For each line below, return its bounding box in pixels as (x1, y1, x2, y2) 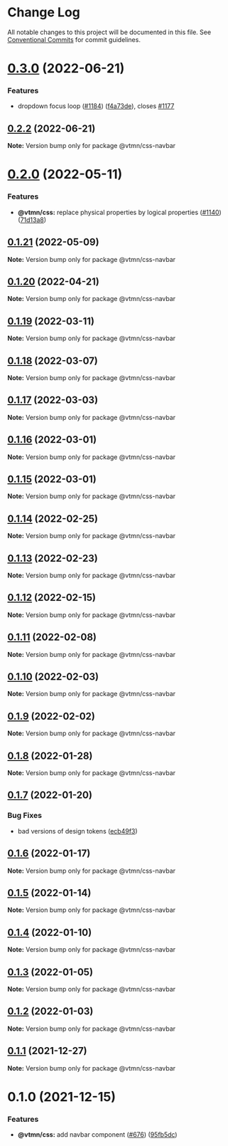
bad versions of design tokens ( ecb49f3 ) (17, 826, 138, 835)
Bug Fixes (7, 811, 43, 821)
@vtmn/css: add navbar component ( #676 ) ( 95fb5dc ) (17, 1130, 178, 1139)
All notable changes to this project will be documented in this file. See (7, 28, 212, 36)
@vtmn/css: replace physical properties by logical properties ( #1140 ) (17, 208, 222, 216)
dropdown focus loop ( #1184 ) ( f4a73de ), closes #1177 (17, 102, 175, 110)
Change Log (7, 4, 80, 21)
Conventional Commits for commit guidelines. (7, 35, 141, 43)
